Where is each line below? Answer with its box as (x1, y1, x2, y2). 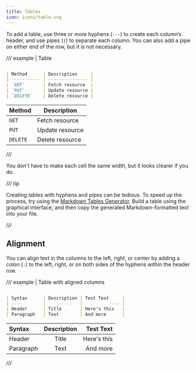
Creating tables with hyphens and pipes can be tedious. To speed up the (6, 191, 182, 198)
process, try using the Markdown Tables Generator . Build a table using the (6, 198, 187, 205)
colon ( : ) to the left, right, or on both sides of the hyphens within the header (6, 261, 190, 268)
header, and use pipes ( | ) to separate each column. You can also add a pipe (6, 37, 191, 44)
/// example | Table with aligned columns (6, 279, 105, 286)
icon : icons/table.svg (6, 14, 62, 20)
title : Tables (6, 8, 41, 15)
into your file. (6, 210, 38, 217)
